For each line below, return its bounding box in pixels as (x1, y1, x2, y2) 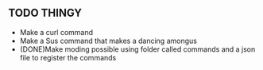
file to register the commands (19, 52, 117, 62)
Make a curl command (19, 27, 94, 37)
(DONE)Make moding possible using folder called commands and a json (19, 44, 256, 54)
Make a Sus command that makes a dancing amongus (19, 36, 197, 45)
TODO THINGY (8, 6, 82, 20)
